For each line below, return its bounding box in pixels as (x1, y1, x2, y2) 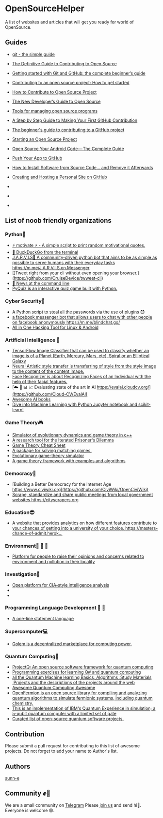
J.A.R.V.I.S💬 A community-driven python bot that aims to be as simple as (12, 254, 158, 261)
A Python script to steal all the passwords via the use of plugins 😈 (12, 309, 145, 315)
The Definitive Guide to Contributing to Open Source (12, 60, 117, 66)
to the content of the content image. (12, 368, 84, 374)
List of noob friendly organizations (5, 216, 112, 225)
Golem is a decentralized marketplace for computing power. (12, 641, 132, 647)
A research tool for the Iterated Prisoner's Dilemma (12, 437, 114, 443)
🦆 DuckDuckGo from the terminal (12, 249, 79, 255)
